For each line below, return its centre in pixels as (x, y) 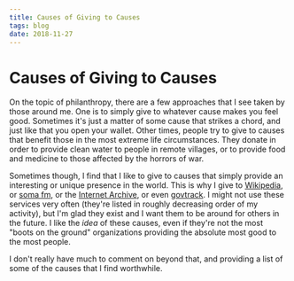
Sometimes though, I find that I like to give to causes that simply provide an (146, 176)
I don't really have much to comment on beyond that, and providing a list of (146, 259)
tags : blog (29, 26)
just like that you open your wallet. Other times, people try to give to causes (147, 130)
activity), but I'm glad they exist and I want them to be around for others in (144, 214)
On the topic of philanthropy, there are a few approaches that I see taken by (147, 102)
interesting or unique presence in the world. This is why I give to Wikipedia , (146, 185)
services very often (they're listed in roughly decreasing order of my (134, 204)
